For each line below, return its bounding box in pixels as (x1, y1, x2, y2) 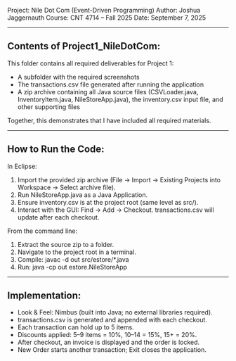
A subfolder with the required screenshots (17, 72, 140, 81)
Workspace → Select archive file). (17, 183, 116, 191)
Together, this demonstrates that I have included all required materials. (7, 116, 211, 125)
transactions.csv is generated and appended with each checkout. (17, 316, 207, 324)
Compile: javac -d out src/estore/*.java (17, 255, 129, 263)
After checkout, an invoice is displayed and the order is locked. (17, 338, 200, 347)
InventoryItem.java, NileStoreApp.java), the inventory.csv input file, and (17, 95, 223, 103)
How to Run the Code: (7, 144, 105, 156)
